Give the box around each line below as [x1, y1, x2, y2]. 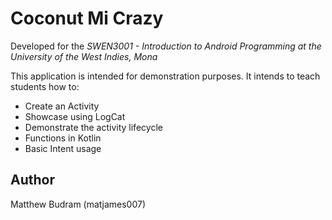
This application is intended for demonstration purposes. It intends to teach [10, 70, 321, 82]
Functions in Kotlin [24, 132, 102, 144]
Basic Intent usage [24, 142, 102, 154]
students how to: [10, 80, 80, 92]
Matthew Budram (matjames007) [10, 198, 147, 210]
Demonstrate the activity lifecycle [24, 121, 163, 133]
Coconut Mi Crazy [10, 7, 164, 30]
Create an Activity [24, 100, 100, 112]
